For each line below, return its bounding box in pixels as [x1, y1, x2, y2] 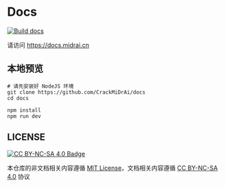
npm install [7, 107, 41, 114]
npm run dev [7, 112, 41, 120]
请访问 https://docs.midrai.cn [7, 40, 89, 49]
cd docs [7, 95, 29, 101]
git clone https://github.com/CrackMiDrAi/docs [7, 88, 146, 96]
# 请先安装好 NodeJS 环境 [7, 83, 74, 90]
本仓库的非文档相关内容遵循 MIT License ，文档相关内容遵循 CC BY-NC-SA [7, 164, 218, 172]
